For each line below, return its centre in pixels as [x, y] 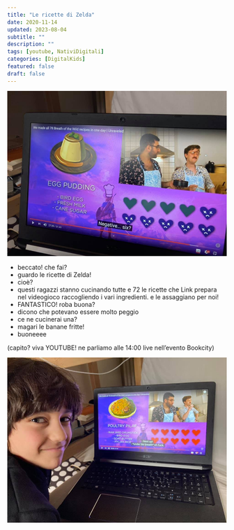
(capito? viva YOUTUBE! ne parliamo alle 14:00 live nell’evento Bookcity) [111, 348]
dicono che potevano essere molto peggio [78, 312]
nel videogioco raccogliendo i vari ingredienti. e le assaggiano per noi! [118, 296]
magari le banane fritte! [51, 327]
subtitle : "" [26, 37]
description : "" [31, 44]
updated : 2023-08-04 [37, 29]
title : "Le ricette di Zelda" [51, 15]
